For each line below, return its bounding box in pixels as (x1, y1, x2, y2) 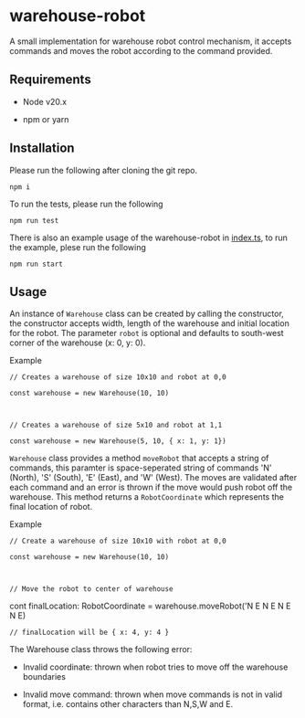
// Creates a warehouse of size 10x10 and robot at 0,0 (9, 373, 226, 382)
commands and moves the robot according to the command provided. (9, 45, 273, 56)
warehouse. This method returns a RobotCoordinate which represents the (9, 491, 285, 502)
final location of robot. (9, 502, 93, 512)
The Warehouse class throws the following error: (9, 644, 193, 655)
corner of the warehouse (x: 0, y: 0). (9, 337, 146, 348)
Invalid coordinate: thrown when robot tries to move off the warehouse (22, 661, 289, 672)
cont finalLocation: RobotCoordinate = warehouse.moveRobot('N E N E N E (9, 600, 291, 612)
